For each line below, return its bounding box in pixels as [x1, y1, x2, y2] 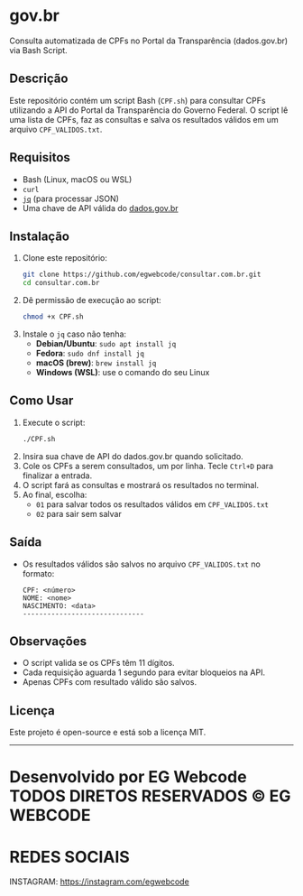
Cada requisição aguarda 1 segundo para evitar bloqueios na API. [22, 667, 266, 678]
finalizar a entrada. [22, 470, 93, 481]
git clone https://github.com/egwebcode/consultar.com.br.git [22, 270, 262, 280]
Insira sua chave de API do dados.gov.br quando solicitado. [22, 450, 243, 461]
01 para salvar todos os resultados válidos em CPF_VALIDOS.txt [35, 498, 269, 510]
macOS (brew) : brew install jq [35, 357, 157, 368]
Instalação [9, 228, 70, 244]
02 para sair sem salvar [35, 508, 122, 519]
